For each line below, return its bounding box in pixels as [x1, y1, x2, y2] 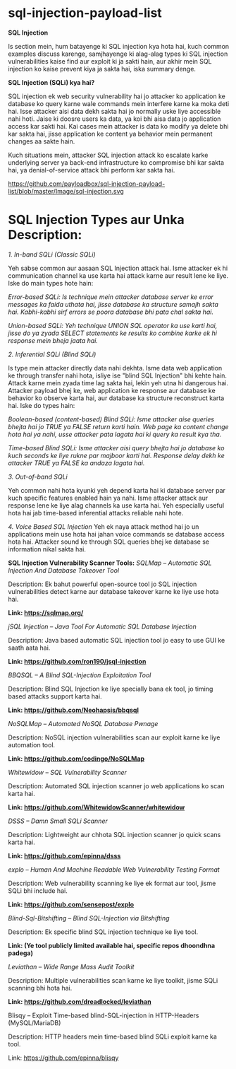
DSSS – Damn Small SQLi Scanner [8, 817, 108, 825]
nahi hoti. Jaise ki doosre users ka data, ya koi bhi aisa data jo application [8, 115, 221, 123]
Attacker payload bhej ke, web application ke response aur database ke [8, 386, 216, 395]
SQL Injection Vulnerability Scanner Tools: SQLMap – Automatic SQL [8, 559, 212, 567]
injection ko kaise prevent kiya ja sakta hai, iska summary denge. [8, 64, 197, 73]
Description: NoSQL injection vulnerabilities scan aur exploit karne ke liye [8, 733, 221, 742]
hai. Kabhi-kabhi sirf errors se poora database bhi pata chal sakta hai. [8, 308, 214, 316]
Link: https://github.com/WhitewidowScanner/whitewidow [8, 802, 185, 811]
